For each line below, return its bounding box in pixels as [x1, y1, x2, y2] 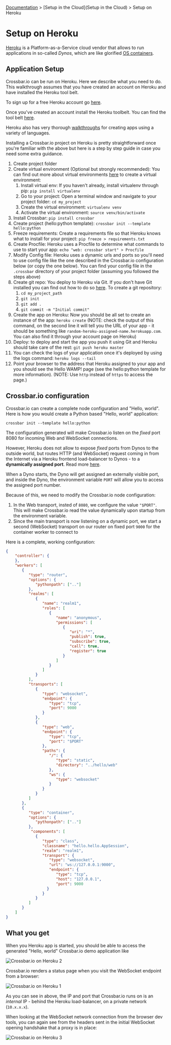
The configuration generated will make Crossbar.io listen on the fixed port [6, 429, 161, 436]
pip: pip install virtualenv [20, 188, 80, 194]
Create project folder [13, 161, 58, 167]
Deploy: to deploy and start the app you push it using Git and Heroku [13, 338, 157, 345]
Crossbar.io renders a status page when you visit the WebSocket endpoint [6, 967, 162, 973]
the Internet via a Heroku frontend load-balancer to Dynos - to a [6, 456, 140, 462]
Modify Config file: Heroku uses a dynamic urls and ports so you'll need [13, 252, 164, 258]
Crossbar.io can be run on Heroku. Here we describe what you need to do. [6, 78, 162, 84]
